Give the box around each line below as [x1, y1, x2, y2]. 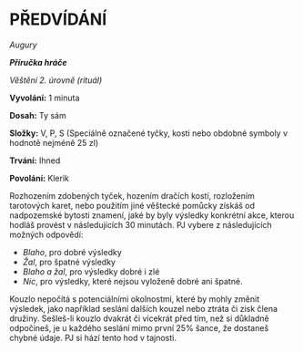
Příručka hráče [9, 57, 67, 67]
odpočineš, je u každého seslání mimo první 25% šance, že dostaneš [9, 322, 269, 333]
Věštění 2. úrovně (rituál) [9, 74, 103, 86]
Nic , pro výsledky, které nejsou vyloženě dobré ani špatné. [22, 275, 243, 286]
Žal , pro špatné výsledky [22, 256, 116, 267]
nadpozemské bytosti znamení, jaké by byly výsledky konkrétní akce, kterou [9, 210, 295, 221]
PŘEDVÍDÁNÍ [9, 9, 107, 30]
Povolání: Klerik [9, 172, 70, 183]
